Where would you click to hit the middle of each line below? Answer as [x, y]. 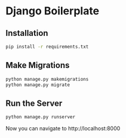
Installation [27, 33]
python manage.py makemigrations [47, 79]
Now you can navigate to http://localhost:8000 [63, 128]
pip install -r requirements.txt [47, 47]
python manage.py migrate [38, 85]
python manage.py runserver [41, 117]
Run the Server [34, 103]
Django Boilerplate [53, 11]
